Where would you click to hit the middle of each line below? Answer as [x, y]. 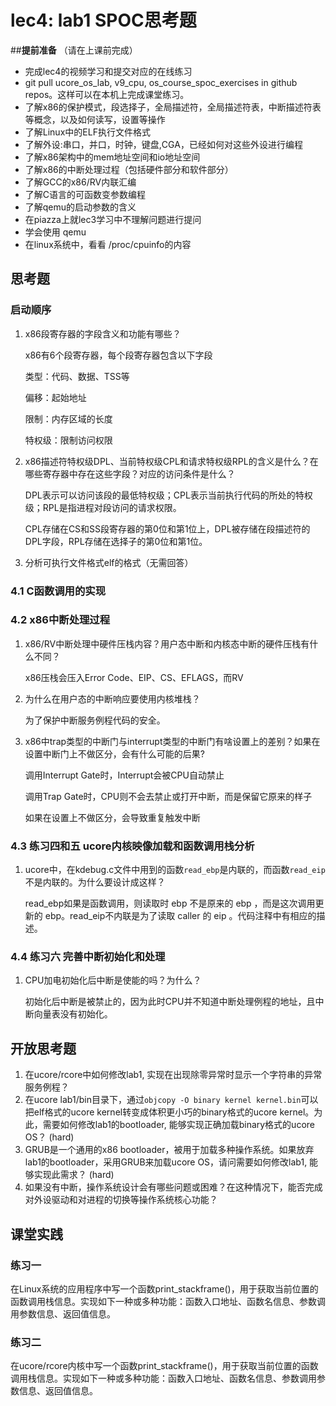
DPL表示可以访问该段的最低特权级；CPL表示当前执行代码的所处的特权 [168, 495]
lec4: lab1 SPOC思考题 [103, 20]
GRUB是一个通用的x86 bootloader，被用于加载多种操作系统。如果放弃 [169, 1150]
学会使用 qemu [55, 232]
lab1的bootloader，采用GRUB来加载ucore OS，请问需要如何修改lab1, [166, 1162]
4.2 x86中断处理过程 [60, 620]
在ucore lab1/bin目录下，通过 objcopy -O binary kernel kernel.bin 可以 [171, 1100]
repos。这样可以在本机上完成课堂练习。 [107, 94]
